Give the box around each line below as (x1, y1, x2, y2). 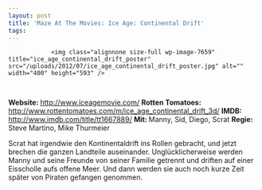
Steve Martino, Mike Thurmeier (8, 123, 110, 133)
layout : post (8, 11, 52, 20)
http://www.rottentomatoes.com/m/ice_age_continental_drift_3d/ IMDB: (8, 106, 242, 116)
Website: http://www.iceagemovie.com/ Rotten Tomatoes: (8, 97, 201, 108)
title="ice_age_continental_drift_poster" (8, 55, 151, 64)
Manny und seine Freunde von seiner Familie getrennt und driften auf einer (8, 156, 254, 165)
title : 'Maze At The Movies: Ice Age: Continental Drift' (8, 19, 205, 27)
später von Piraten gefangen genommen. (8, 172, 143, 182)
